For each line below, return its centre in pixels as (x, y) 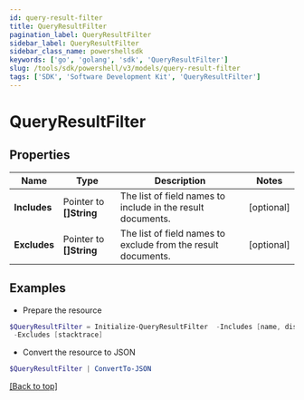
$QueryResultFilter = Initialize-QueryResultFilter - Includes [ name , (145, 327)
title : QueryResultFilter (58, 26)
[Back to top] (33, 386)
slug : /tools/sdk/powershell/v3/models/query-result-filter (125, 69)
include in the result (162, 207)
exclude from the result (170, 244)
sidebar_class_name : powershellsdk (76, 52)
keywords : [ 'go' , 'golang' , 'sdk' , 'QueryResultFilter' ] (119, 60)
